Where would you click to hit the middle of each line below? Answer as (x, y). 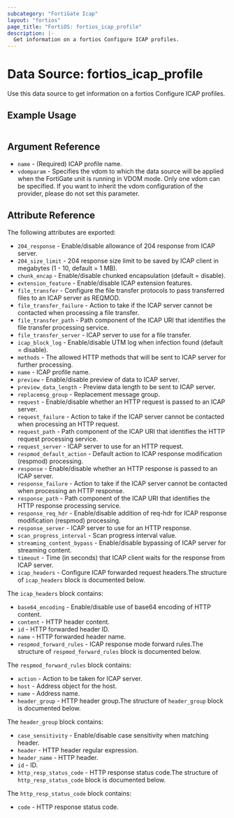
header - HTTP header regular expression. (78, 750)
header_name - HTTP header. (58, 757)
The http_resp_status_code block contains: (69, 793)
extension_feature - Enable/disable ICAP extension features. (105, 283)
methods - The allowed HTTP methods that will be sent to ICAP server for (122, 357)
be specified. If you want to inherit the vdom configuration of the (110, 186)
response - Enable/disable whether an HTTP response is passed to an (117, 468)
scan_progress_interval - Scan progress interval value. (97, 535)
